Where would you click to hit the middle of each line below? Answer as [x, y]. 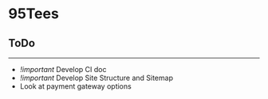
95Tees [34, 14]
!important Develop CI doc [63, 69]
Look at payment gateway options [75, 86]
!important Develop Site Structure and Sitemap [97, 78]
